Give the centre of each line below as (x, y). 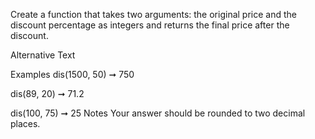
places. (25, 123)
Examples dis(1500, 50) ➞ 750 (72, 74)
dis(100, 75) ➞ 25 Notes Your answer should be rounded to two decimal (158, 113)
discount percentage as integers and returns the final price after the (150, 25)
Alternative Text (43, 55)
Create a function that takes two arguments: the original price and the (153, 14)
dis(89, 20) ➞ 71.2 (47, 93)
